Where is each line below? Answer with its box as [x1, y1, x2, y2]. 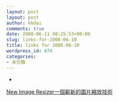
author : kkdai [6, 20, 42, 26]
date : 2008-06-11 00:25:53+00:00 [6, 31, 91, 37]
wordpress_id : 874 [6, 48, 53, 54]
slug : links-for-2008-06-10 [6, 37, 77, 43]
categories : [6, 54, 36, 60]
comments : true [6, 25, 45, 32]
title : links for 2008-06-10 [6, 43, 80, 49]
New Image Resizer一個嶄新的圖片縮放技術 [6, 88, 113, 95]
